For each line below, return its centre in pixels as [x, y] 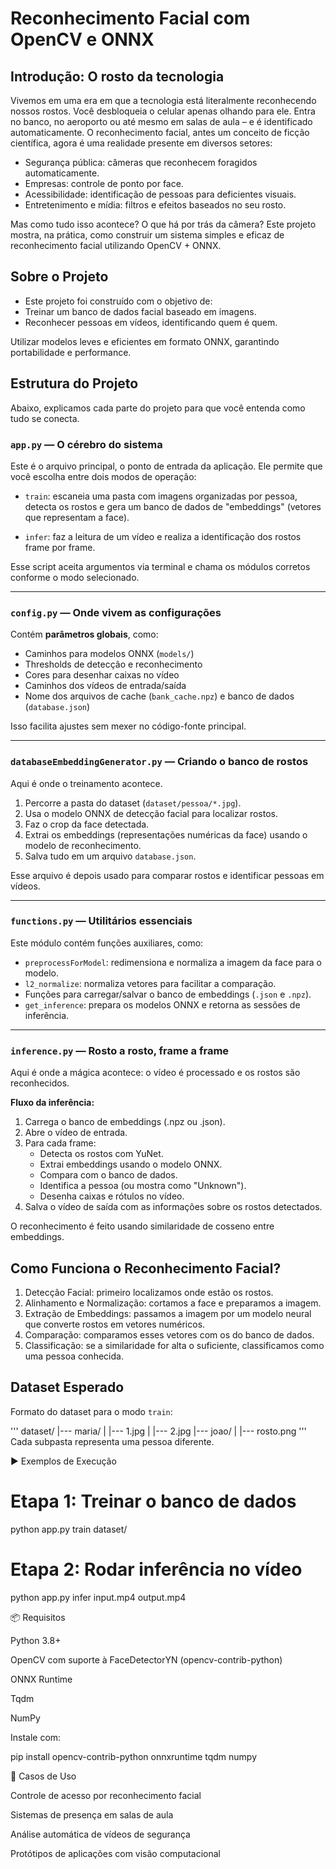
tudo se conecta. [45, 418]
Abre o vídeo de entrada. [76, 1133]
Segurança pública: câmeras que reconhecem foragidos [141, 162]
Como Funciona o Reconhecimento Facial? [146, 1268]
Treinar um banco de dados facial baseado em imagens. [140, 311]
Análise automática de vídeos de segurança [100, 1834]
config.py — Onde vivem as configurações [116, 612]
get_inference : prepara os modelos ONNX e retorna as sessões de [162, 1004]
